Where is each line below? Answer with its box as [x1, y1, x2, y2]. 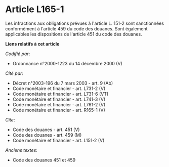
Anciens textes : [5, 147, 38, 153]
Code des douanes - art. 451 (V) [12, 127, 80, 133]
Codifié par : [5, 51, 30, 57]
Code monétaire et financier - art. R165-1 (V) [12, 107, 105, 113]
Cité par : [5, 70, 24, 76]
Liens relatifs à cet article [5, 40, 60, 47]
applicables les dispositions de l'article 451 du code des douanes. [5, 31, 143, 37]
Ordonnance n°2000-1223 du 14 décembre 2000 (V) [12, 60, 122, 66]
